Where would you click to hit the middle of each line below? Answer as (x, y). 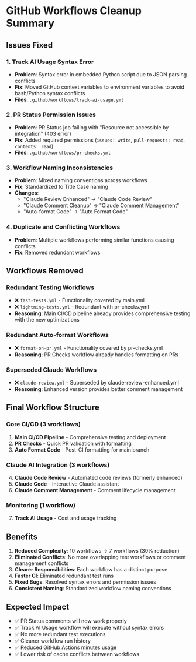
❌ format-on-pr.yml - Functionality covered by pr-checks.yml (89, 347)
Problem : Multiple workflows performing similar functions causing (94, 240)
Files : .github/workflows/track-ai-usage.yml (69, 99)
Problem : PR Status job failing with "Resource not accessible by (92, 128)
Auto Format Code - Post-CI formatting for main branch (82, 449)
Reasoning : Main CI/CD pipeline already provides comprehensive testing (102, 313)
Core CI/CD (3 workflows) (43, 424)
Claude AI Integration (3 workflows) (58, 464)
